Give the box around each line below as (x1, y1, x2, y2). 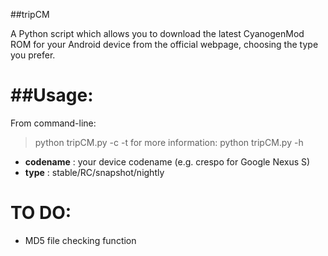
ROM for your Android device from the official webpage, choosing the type (10, 39, 319, 50)
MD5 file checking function (24, 234, 137, 246)
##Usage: (10, 84, 94, 107)
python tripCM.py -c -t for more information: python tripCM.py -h (34, 136, 304, 148)
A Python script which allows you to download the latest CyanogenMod (10, 28, 305, 39)
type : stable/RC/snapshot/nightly (24, 166, 165, 178)
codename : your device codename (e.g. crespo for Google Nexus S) (24, 155, 311, 168)
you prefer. (10, 49, 56, 61)
